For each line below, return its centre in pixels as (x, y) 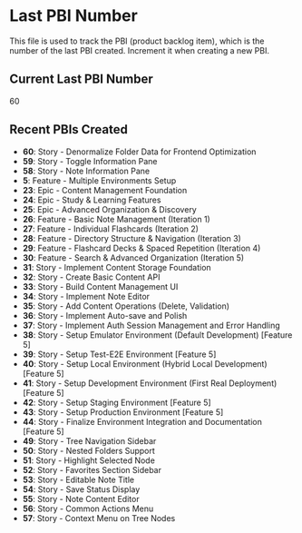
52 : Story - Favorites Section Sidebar (92, 469)
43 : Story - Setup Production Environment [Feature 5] (123, 412)
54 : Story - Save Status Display (81, 489)
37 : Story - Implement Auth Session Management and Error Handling (151, 325)
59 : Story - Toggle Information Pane (90, 161)
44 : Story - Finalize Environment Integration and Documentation (142, 421)
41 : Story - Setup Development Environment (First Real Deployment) (150, 383)
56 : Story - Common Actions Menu (88, 508)
